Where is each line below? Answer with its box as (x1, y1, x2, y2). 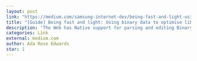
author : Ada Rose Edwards (6, 41, 69, 47)
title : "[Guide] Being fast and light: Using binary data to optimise (6, 19, 182, 25)
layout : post (6, 8, 38, 15)
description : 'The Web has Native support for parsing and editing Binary (6, 24, 193, 31)
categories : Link (6, 30, 49, 36)
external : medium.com (6, 35, 59, 41)
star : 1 (6, 46, 25, 52)
